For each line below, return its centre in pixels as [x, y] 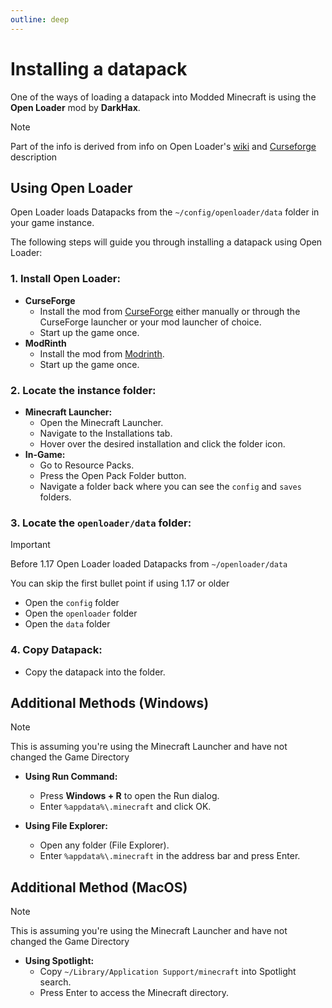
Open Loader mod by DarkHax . [75, 107]
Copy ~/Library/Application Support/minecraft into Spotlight [168, 972]
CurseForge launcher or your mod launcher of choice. [150, 322]
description [34, 157]
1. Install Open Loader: [65, 279]
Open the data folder [67, 624]
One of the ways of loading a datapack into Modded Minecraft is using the [163, 97]
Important [30, 545]
